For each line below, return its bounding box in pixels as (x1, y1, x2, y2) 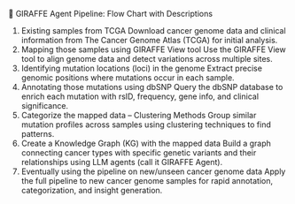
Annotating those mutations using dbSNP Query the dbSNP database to (20, 82, 283, 92)
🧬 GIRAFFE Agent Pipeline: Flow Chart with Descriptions (8, 9, 213, 19)
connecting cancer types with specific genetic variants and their (20, 147, 257, 158)
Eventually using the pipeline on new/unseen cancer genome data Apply (20, 166, 286, 177)
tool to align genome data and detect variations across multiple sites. (20, 54, 273, 64)
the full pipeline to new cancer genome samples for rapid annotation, (20, 176, 274, 185)
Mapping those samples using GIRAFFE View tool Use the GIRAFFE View (20, 44, 286, 55)
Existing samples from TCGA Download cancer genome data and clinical (20, 26, 286, 35)
